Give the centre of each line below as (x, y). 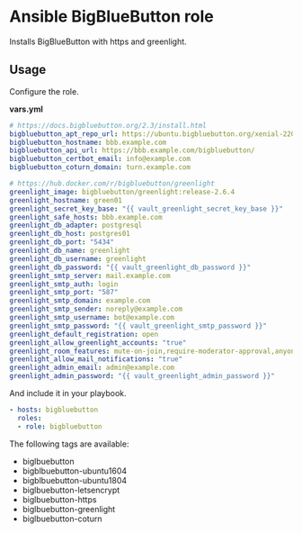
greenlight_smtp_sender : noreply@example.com (96, 309)
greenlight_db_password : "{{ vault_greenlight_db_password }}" (130, 267)
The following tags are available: (69, 444)
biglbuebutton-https (59, 499)
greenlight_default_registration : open (84, 334)
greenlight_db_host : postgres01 (70, 234)
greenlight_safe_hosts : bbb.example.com (86, 217)
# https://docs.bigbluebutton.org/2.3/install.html (108, 125)
